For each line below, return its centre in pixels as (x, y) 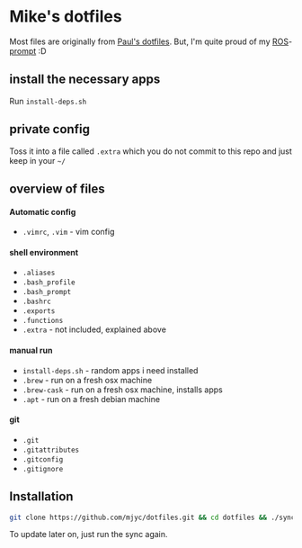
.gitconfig (43, 459)
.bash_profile (49, 283)
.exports (39, 311)
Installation (41, 497)
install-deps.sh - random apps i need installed (110, 370)
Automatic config (43, 211)
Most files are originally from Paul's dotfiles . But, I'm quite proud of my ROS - (151, 41)
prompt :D (28, 50)
